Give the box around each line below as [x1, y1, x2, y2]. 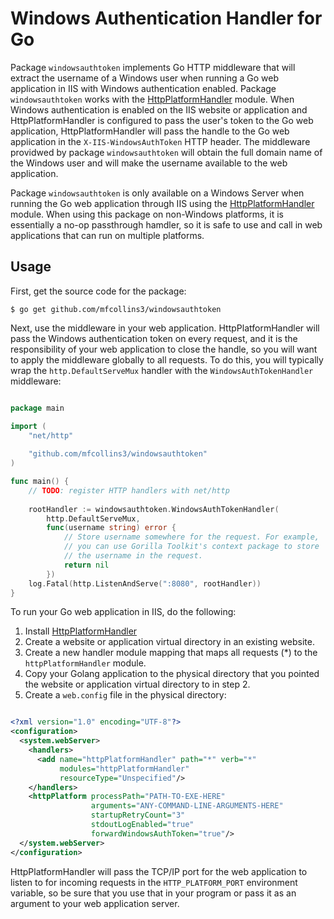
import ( [10, 421, 47, 431]
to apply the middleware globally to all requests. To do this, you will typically [10, 353, 324, 366]
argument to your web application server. [10, 897, 180, 909]
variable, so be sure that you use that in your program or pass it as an [10, 887, 297, 899]
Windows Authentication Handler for [10, 7, 323, 30]
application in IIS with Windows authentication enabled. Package [10, 82, 277, 94]
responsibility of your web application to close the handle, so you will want [10, 343, 318, 355]
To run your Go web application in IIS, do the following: [10, 606, 237, 618]
